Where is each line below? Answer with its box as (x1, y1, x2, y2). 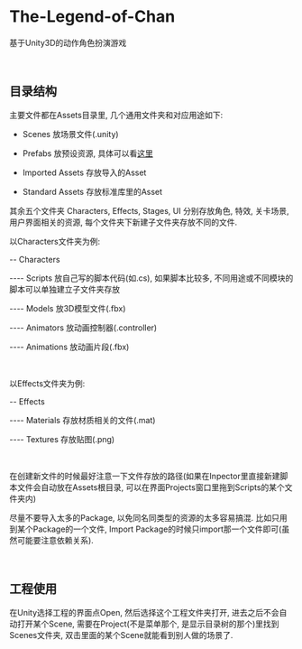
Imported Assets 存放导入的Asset (22, 167, 147, 178)
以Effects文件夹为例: (9, 377, 86, 389)
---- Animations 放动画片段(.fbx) (9, 341, 130, 352)
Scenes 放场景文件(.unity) (22, 128, 119, 139)
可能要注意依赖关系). (16, 534, 95, 545)
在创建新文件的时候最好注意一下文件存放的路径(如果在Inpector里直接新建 (9, 470, 280, 481)
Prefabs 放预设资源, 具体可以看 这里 (22, 147, 153, 159)
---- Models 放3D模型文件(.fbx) (9, 302, 126, 313)
